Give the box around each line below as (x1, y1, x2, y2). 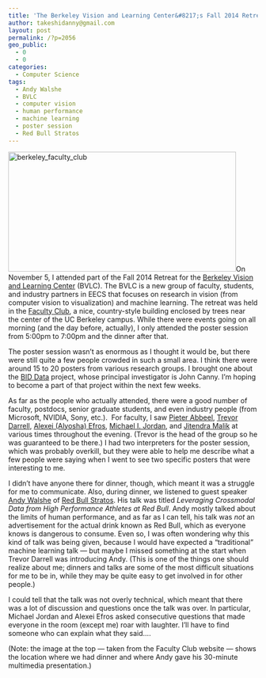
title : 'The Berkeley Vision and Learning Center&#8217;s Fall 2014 (8, 11, 239, 20)
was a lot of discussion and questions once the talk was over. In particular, (8, 603, 251, 612)
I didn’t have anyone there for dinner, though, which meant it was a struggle (8, 478, 255, 488)
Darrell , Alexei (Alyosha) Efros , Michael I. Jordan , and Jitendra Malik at (8, 421, 238, 430)
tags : (8, 78, 26, 86)
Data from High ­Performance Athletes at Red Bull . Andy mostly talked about (8, 504, 256, 513)
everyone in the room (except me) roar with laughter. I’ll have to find (8, 619, 230, 630)
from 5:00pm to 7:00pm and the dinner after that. (8, 331, 169, 341)
